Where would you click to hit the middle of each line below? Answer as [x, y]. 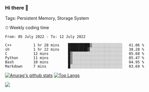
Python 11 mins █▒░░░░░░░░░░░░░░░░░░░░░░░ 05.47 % [75, 58]
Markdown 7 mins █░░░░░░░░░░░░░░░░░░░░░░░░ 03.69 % [75, 67]
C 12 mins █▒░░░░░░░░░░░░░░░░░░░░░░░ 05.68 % [75, 54]
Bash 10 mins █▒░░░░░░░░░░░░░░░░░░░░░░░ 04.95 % [75, 62]
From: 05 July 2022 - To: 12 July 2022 [45, 37]
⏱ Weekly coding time [27, 28]
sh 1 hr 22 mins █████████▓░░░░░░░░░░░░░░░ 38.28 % [75, 50]
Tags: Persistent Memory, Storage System [47, 18]
